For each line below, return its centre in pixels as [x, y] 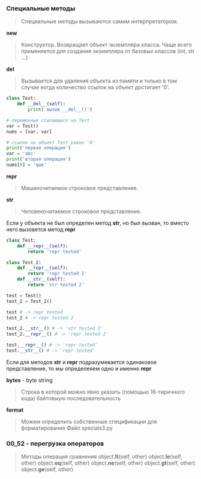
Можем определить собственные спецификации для [89, 421]
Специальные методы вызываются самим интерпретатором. [100, 22]
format [15, 410]
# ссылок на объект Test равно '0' [51, 143]
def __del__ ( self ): [41, 104]
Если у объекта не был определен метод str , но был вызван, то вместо [97, 223]
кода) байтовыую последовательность [71, 398]
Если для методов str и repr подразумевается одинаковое [82, 362]
